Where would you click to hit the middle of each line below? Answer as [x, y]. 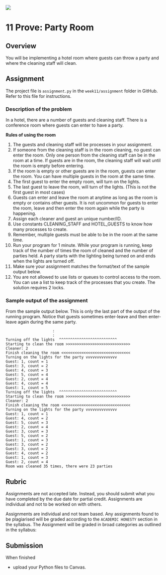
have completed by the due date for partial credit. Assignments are [74, 499]
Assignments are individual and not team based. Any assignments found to [82, 514]
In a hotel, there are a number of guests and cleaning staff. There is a [76, 120]
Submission [25, 545]
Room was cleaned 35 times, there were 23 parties [59, 466]
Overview [21, 46]
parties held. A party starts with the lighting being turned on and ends [84, 256]
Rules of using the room [31, 135]
